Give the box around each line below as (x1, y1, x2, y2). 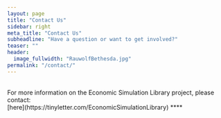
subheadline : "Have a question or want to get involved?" (7, 36, 178, 43)
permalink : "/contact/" (7, 62, 76, 69)
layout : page (7, 10, 45, 17)
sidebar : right (7, 23, 51, 30)
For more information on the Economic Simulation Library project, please (7, 88, 215, 96)
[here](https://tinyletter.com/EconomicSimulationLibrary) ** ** (7, 103, 183, 111)
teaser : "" (7, 42, 39, 49)
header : (7, 49, 30, 56)
